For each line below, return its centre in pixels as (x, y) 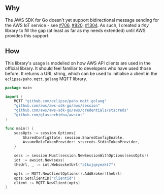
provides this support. (27, 35)
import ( (14, 97)
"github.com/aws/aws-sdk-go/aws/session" (57, 106)
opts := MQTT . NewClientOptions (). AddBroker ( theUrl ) (68, 174)
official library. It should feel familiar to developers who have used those (78, 68)
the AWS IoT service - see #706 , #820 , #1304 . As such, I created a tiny (77, 25)
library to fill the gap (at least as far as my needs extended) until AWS (75, 30)
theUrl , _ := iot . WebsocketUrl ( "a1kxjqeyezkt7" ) (65, 164)
